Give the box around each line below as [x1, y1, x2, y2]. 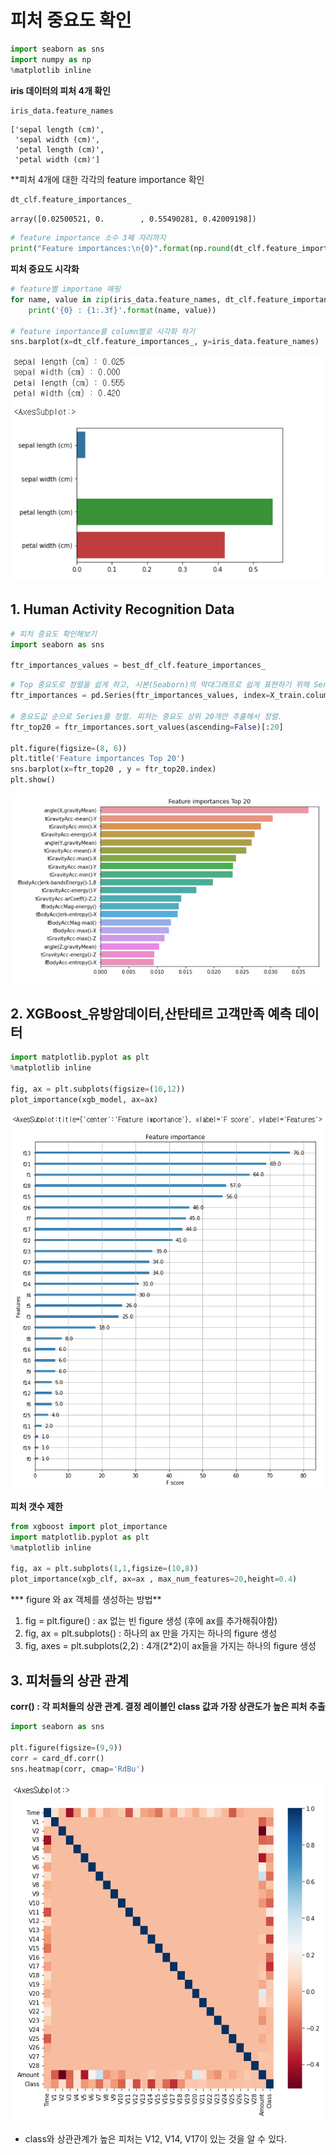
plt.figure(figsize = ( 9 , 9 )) [10, 1742, 123, 1753]
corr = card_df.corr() [10, 1753, 105, 1763]
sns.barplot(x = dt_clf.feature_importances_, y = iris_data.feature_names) [10, 337, 320, 347]
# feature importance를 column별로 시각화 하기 [10, 326, 196, 336]
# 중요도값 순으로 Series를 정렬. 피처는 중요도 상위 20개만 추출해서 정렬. [10, 711, 283, 721]
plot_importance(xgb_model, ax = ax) [10, 1094, 159, 1105]
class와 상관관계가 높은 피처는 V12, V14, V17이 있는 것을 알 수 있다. [24, 2132, 287, 2145]
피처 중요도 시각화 [10, 263, 80, 275]
